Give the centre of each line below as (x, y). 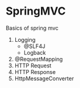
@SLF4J (35, 46)
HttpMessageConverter (44, 78)
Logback (35, 52)
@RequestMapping (39, 59)
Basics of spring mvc (32, 28)
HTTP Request (33, 66)
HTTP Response (35, 72)
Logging (25, 39)
